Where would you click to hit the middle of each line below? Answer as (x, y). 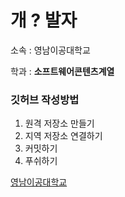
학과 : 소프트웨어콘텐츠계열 (62, 71)
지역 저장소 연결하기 (63, 136)
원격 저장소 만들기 (59, 123)
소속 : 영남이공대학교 (50, 50)
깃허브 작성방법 (45, 99)
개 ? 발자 (44, 20)
